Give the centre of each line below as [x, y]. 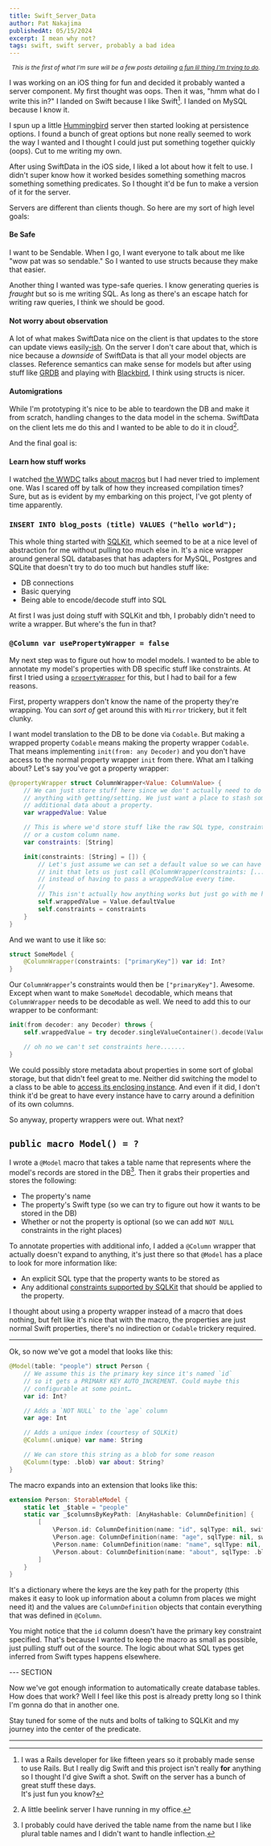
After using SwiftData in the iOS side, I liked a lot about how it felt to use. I [131, 167]
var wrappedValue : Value [65, 813]
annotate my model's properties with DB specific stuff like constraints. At [130, 668]
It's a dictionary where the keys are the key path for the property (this [124, 1590]
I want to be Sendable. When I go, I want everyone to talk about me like [127, 252]
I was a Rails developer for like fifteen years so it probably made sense [138, 1760]
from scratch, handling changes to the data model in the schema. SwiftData [134, 417]
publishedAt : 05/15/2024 [51, 31]
